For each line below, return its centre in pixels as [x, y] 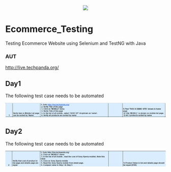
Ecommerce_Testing [49, 29]
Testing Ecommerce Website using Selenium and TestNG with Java [76, 43]
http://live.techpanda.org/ [32, 68]
